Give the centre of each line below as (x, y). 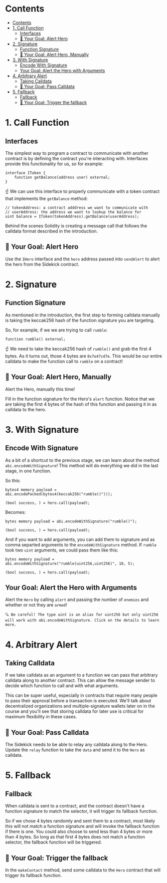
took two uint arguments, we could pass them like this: (62, 550)
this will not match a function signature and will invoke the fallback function (82, 826)
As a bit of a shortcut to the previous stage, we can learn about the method (82, 460)
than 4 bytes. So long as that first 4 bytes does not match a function (75, 837)
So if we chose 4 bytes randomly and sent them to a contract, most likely (80, 821)
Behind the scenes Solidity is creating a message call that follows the (76, 225)
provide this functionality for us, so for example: (54, 164)
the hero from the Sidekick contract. (42, 264)
